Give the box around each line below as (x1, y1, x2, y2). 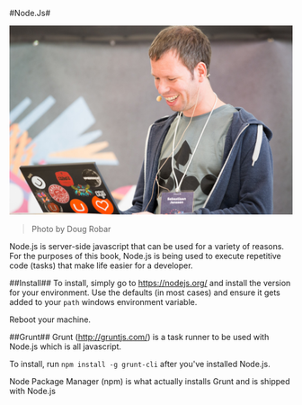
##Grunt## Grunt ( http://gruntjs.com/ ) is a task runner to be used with (9, 331, 270, 342)
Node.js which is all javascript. (9, 341, 122, 352)
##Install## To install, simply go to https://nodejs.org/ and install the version (9, 277, 291, 288)
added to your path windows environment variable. (9, 296, 198, 307)
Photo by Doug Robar (31, 223, 111, 234)
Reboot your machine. (9, 314, 92, 325)
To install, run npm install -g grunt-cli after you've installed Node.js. (9, 358, 271, 369)
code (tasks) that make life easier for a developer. (9, 260, 193, 271)
